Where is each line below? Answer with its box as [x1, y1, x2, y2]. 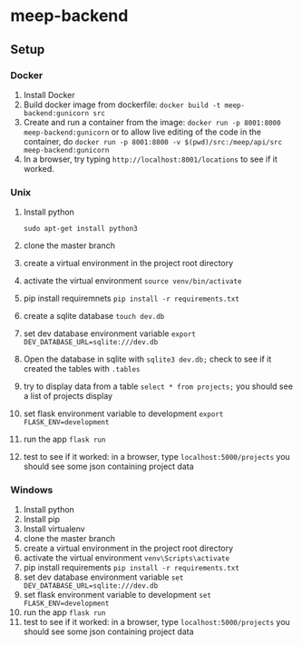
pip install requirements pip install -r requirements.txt [23, 562, 239, 573]
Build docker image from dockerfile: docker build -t [23, 99, 221, 110]
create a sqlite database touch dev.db [23, 311, 165, 322]
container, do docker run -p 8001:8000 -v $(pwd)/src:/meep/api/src [23, 135, 283, 146]
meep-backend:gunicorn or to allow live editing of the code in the [23, 126, 262, 137]
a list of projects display [23, 391, 112, 402]
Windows [10, 483, 54, 496]
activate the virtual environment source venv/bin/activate [23, 275, 242, 286]
